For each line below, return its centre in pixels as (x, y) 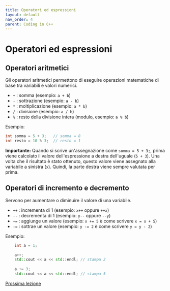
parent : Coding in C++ (29, 24)
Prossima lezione (23, 283)
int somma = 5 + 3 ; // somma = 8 (43, 136)
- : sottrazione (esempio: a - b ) (46, 101)
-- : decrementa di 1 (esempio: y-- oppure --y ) (62, 215)
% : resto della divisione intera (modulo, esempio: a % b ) (70, 117)
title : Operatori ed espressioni (41, 10)
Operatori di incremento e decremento (67, 188)
